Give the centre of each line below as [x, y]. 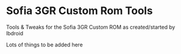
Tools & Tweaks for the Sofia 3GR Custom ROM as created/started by [91, 27]
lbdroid [15, 33]
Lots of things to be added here [44, 45]
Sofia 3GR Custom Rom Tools [80, 11]
